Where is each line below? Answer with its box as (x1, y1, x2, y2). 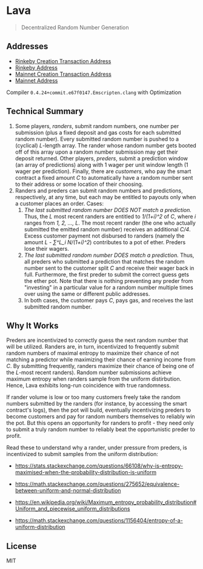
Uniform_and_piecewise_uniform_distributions (15, 505, 130, 513)
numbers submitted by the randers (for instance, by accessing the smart (6, 400, 187, 407)
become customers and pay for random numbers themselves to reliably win (6, 413, 195, 420)
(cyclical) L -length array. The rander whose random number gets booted (15, 141, 197, 149)
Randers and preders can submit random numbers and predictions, (15, 186, 183, 194)
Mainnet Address (15, 77, 58, 84)
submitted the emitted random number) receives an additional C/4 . (24, 225, 191, 233)
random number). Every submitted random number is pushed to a (15, 135, 179, 143)
